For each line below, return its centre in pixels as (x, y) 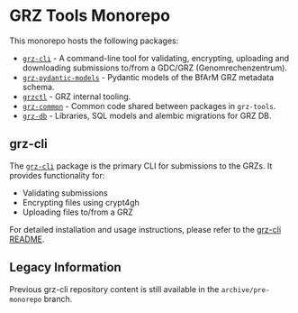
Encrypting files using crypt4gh (81, 202)
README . (27, 239)
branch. (58, 299)
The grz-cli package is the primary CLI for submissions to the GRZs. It (141, 166)
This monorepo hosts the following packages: (94, 41)
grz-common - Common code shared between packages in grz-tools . (149, 106)
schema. (38, 87)
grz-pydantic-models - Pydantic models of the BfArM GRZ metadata (148, 77)
